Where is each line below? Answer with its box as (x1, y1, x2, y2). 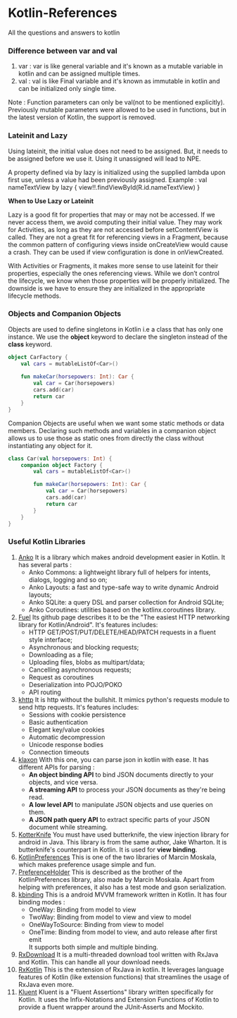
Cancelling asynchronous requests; (28, 665, 132, 674)
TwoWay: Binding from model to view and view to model (28, 912, 192, 921)
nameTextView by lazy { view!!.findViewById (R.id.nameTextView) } (8, 183, 200, 191)
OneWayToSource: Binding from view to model (28, 920, 164, 928)
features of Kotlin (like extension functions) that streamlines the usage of (18, 972, 229, 981)
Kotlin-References (8, 5, 117, 21)
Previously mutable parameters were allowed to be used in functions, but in (8, 106, 227, 114)
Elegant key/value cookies (28, 725, 105, 734)
